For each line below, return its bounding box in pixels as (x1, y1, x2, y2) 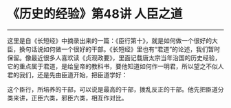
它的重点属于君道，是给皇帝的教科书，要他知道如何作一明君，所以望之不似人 (7, 62, 224, 70)
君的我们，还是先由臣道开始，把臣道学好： (7, 70, 128, 79)
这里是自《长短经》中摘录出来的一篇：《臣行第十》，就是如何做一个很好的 (7, 36, 212, 44)
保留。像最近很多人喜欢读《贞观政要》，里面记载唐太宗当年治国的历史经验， (7, 53, 221, 62)
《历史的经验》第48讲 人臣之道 (7, 6, 183, 22)
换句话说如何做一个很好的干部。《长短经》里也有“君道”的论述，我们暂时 (19, 45, 221, 53)
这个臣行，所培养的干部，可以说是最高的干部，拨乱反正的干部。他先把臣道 (7, 85, 218, 93)
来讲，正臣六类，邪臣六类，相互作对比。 (12, 94, 128, 102)
